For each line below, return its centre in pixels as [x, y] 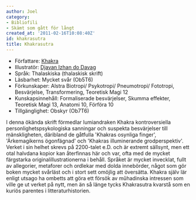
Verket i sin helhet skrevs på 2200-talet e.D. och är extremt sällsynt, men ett [98, 147]
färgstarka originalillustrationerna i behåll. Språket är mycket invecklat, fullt [96, 160]
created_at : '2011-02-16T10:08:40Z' [51, 33]
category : [18, 17]
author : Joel [22, 11]
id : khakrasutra [26, 39]
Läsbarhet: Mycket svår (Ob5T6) [54, 79]
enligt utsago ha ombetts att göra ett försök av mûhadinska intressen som [95, 178]
